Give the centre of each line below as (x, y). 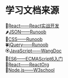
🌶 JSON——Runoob (26, 32)
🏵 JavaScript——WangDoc (33, 51)
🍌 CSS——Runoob (24, 39)
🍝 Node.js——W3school (30, 70)
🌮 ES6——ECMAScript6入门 (34, 59)
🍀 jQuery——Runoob (27, 45)
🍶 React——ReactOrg (27, 64)
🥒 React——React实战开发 (32, 26)
